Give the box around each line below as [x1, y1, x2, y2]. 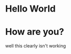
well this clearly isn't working [5, 43, 66, 49]
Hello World [5, 3, 56, 15]
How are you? [5, 26, 64, 38]
